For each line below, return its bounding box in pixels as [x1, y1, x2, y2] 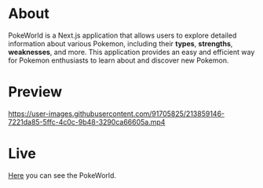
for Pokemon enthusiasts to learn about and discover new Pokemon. [8, 56, 229, 65]
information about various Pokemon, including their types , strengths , [8, 38, 233, 48]
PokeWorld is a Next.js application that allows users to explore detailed [8, 31, 237, 40]
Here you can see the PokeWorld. [8, 170, 116, 180]
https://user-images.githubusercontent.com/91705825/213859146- [8, 109, 225, 118]
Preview [8, 83, 63, 101]
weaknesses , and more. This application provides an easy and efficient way [8, 47, 255, 56]
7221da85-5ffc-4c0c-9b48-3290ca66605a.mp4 [8, 117, 166, 126]
